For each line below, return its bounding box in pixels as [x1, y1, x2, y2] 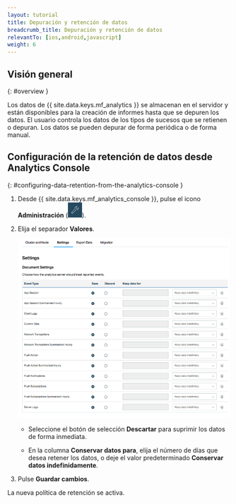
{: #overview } [7, 87, 49, 95]
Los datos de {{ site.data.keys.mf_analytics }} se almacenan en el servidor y [7, 100, 228, 109]
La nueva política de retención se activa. [7, 488, 125, 497]
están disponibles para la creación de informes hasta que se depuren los [7, 108, 220, 116]
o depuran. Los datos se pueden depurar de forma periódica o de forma [7, 123, 217, 131]
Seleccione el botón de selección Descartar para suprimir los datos [28, 424, 225, 433]
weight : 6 [7, 41, 37, 49]
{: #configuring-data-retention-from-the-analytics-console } [7, 181, 184, 189]
